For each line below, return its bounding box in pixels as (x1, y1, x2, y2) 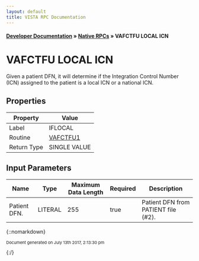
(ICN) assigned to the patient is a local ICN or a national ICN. (6, 79, 154, 86)
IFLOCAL (49, 124, 74, 132)
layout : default (6, 8, 46, 15)
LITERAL (37, 205, 62, 214)
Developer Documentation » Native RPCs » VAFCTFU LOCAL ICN (6, 33, 169, 40)
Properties (6, 96, 46, 107)
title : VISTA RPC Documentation (6, 14, 86, 20)
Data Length (68, 188, 104, 196)
